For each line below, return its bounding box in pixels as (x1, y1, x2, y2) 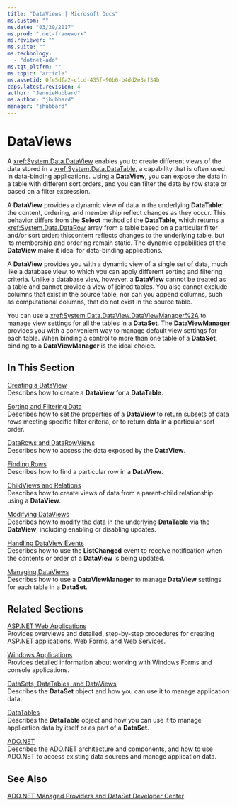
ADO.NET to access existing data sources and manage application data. (7, 752, 217, 761)
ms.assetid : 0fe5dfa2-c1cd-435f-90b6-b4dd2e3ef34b (7, 76, 160, 84)
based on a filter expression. (7, 187, 91, 195)
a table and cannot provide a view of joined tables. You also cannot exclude (7, 282, 228, 291)
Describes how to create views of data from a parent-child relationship (7, 488, 214, 497)
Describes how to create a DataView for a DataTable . (7, 388, 163, 397)
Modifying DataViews (7, 510, 69, 518)
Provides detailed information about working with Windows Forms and (7, 658, 212, 667)
